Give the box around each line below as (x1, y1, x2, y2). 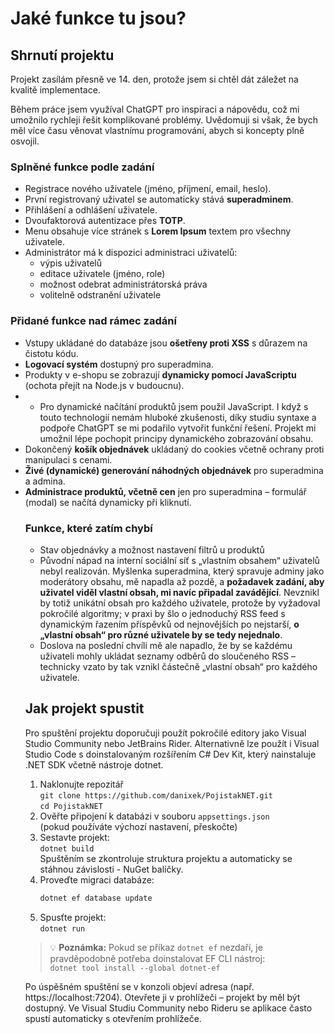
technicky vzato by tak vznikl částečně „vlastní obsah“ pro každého (39, 660, 318, 672)
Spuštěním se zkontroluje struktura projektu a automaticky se (39, 852, 293, 864)
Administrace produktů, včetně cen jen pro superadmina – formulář (24, 485, 307, 497)
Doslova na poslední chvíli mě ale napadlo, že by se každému (39, 639, 293, 651)
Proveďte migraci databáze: (39, 873, 155, 886)
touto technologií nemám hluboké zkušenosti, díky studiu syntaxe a (39, 411, 317, 423)
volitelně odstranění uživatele (39, 289, 162, 301)
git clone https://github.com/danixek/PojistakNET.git (39, 790, 273, 801)
